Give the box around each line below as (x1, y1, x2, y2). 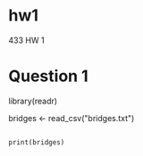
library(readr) (8, 95, 58, 106)
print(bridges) (8, 137, 65, 147)
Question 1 (8, 66, 88, 86)
